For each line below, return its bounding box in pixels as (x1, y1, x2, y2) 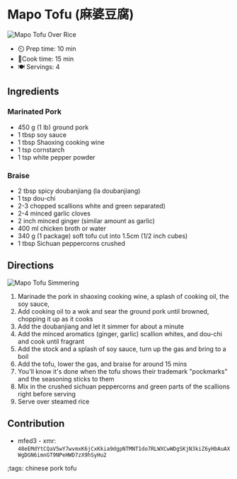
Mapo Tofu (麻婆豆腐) (7, 6, 134, 23)
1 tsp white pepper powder (17, 153, 96, 161)
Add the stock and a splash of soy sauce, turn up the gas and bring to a (17, 344, 226, 353)
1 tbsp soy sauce (17, 130, 67, 138)
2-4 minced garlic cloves (17, 209, 91, 218)
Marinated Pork (7, 107, 62, 117)
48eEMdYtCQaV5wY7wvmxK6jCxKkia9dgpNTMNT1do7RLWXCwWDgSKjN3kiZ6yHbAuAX (17, 445, 231, 452)
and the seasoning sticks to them (17, 374, 115, 383)
